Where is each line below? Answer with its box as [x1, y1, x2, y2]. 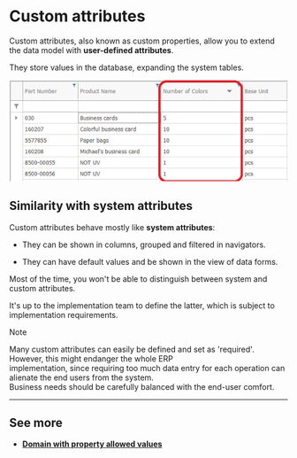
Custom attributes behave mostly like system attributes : [9, 221, 216, 232]
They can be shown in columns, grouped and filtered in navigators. [21, 239, 267, 250]
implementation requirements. [9, 309, 118, 320]
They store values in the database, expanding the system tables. [9, 62, 245, 73]
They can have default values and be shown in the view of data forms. [21, 256, 278, 267]
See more [9, 415, 64, 431]
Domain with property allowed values [21, 439, 163, 449]
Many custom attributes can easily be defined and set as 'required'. [9, 344, 255, 354]
